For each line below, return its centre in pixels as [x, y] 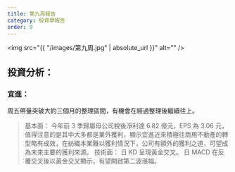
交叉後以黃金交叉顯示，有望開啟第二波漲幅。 [95, 161]
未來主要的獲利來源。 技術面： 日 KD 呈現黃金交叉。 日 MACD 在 [125, 152]
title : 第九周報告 [32, 14]
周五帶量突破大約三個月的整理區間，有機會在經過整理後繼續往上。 [103, 111]
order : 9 [20, 27]
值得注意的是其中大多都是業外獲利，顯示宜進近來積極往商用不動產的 [123, 135]
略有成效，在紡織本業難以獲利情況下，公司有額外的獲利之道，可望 [126, 143]
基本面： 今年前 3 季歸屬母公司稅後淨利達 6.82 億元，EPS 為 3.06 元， [126, 126]
